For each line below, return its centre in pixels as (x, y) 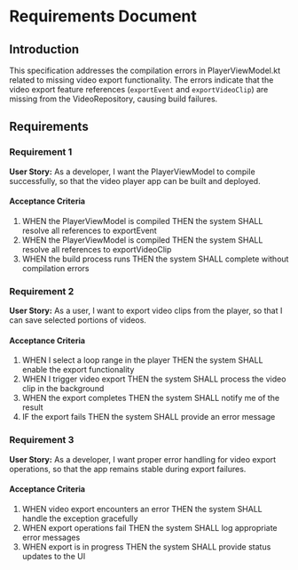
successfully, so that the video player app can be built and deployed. (135, 181)
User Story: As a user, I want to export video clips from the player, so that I (146, 311)
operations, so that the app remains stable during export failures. (128, 469)
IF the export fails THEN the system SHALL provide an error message (149, 417)
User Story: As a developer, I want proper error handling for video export (143, 459)
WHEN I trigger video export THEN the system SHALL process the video (154, 379)
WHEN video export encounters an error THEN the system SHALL (142, 509)
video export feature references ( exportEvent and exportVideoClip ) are (139, 89)
